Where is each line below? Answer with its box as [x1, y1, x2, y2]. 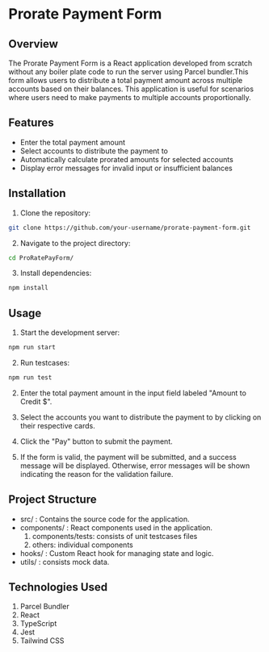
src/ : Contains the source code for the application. [19, 514, 190, 524]
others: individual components [32, 540, 133, 550]
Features [8, 116, 54, 130]
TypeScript [19, 619, 57, 629]
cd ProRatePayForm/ [8, 253, 74, 262]
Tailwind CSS [19, 636, 65, 646]
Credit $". [19, 396, 53, 406]
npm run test [8, 373, 53, 382]
